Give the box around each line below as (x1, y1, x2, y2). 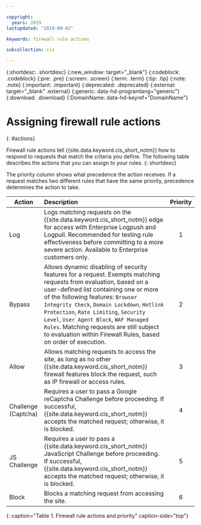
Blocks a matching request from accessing (44, 490, 164, 498)
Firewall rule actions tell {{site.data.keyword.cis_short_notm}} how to (6, 146, 175, 154)
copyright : (6, 14, 33, 20)
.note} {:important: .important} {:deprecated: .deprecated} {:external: (6, 82, 176, 89)
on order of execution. (44, 338, 106, 346)
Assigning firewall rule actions (6, 115, 161, 129)
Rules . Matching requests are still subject (44, 323, 160, 331)
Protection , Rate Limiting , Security (44, 308, 145, 316)
